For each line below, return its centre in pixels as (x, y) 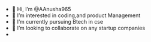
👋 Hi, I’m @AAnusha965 (41, 9)
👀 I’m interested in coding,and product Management (76, 15)
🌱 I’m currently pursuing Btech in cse (58, 22)
